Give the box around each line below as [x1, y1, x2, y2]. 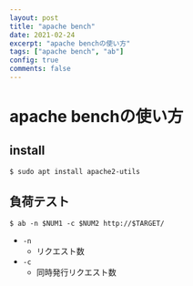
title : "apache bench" [9, 22, 96, 31]
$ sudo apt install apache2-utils [9, 167, 141, 176]
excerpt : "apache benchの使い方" [9, 38, 131, 48]
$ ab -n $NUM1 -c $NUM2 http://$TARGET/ [9, 219, 166, 228]
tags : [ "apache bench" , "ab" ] [9, 47, 125, 56]
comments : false [9, 65, 71, 74]
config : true [9, 56, 59, 65]
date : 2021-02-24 [9, 30, 76, 39]
